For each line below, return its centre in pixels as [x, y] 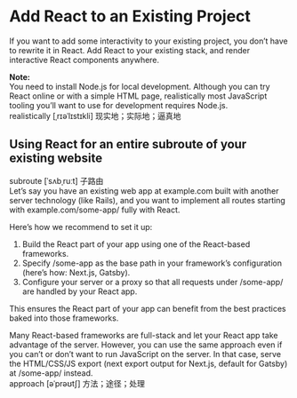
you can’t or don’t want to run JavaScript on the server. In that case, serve [145, 354]
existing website [56, 159]
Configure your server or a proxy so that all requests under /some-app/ [153, 282]
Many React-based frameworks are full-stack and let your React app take [144, 335]
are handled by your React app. [80, 291]
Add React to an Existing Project [130, 16]
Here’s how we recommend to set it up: [81, 227]
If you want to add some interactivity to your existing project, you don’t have [148, 41]
